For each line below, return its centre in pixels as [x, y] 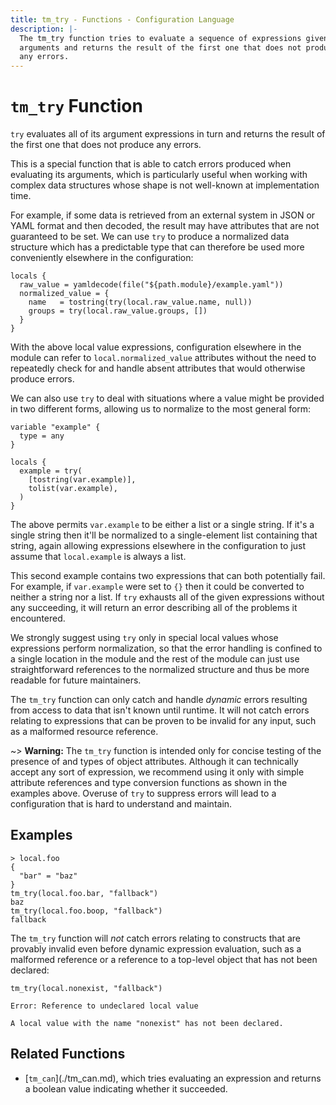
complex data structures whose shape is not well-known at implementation [165, 185]
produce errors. [42, 379]
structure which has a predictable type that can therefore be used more [157, 247]
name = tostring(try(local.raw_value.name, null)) [140, 302]
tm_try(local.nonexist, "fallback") [86, 988]
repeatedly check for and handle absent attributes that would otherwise [158, 368]
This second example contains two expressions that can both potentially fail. [168, 576]
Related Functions [68, 1054]
